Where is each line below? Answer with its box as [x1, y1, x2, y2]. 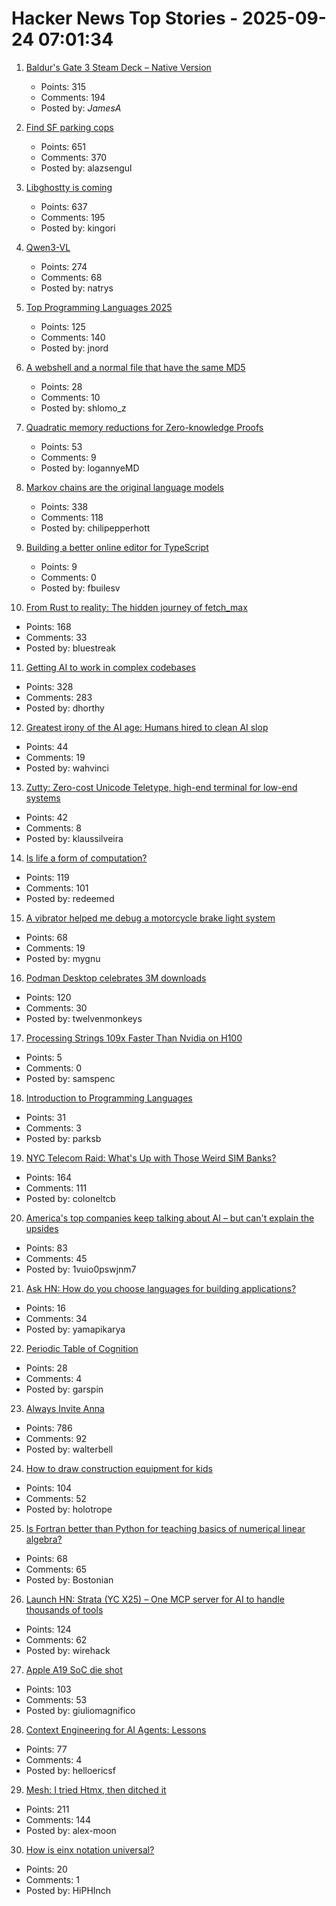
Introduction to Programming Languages [25, 1092, 193, 1104]
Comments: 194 [40, 91, 106, 103]
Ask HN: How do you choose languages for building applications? [25, 1282, 297, 1294]
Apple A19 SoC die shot [25, 1663, 123, 1676]
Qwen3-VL [25, 241, 71, 253]
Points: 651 [40, 140, 87, 152]
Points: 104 [25, 1482, 73, 1494]
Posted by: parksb [25, 1132, 102, 1144]
